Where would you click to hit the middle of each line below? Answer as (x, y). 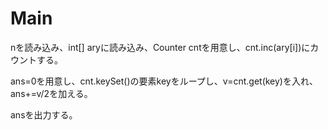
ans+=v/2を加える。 (51, 93)
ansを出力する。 (44, 114)
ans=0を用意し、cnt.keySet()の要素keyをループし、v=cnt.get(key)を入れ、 (164, 81)
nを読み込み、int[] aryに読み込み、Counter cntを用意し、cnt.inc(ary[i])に (160, 47)
